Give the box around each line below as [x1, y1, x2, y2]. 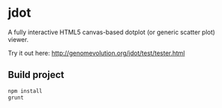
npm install [8, 87, 42, 95]
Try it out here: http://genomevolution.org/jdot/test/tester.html [8, 49, 185, 57]
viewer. [8, 35, 29, 43]
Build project [8, 69, 65, 81]
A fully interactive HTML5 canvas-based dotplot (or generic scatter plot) [8, 28, 215, 36]
